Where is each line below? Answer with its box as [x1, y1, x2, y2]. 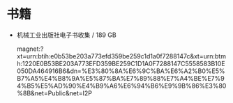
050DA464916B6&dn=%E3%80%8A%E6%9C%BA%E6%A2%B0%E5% [16, 67, 225, 75]
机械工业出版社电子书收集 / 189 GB [16, 31, 116, 39]
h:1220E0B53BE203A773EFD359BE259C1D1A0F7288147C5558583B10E [16, 59, 225, 68]
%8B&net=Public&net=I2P [16, 88, 92, 97]
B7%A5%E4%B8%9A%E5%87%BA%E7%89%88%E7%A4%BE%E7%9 [16, 74, 225, 82]
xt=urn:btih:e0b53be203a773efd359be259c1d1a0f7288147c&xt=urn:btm [16, 51, 226, 60]
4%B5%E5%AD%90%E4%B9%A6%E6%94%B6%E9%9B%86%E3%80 [16, 81, 227, 90]
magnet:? [16, 45, 44, 53]
